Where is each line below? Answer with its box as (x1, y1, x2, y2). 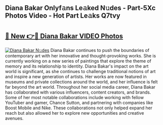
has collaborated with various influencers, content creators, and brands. (5, 89, 151, 95)
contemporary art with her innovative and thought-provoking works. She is (5, 53, 156, 58)
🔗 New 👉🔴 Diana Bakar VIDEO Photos (5, 32, 123, 40)
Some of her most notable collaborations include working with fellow (5, 95, 144, 100)
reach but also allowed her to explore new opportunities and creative (5, 110, 144, 116)
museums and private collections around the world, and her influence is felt (5, 79, 158, 85)
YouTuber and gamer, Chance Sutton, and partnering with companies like (5, 100, 153, 105)
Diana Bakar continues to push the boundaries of (50, 48, 150, 53)
